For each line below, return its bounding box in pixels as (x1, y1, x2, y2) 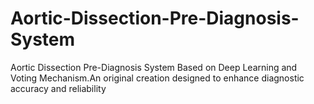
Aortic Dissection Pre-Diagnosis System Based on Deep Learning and (10, 61, 298, 73)
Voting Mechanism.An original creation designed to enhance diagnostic (10, 72, 305, 84)
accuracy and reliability (10, 82, 107, 94)
